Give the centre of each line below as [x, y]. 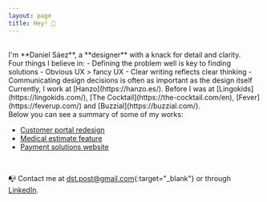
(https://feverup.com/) [45, 106]
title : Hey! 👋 [32, 23]
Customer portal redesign [63, 130]
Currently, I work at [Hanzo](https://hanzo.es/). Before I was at [111, 88]
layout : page [30, 16]
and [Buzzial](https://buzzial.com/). [142, 106]
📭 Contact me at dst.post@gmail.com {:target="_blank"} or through [119, 178]
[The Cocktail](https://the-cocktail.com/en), [162, 97]
